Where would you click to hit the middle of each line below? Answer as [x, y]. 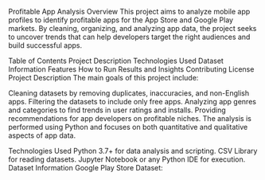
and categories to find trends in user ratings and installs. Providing [117, 110]
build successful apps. [45, 45]
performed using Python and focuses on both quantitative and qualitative [128, 127]
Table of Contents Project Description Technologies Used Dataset [116, 61]
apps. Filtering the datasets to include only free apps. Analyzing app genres [132, 102]
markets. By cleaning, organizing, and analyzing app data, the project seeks [132, 28]
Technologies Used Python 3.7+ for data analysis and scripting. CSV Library [133, 151]
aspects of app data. [42, 135]
